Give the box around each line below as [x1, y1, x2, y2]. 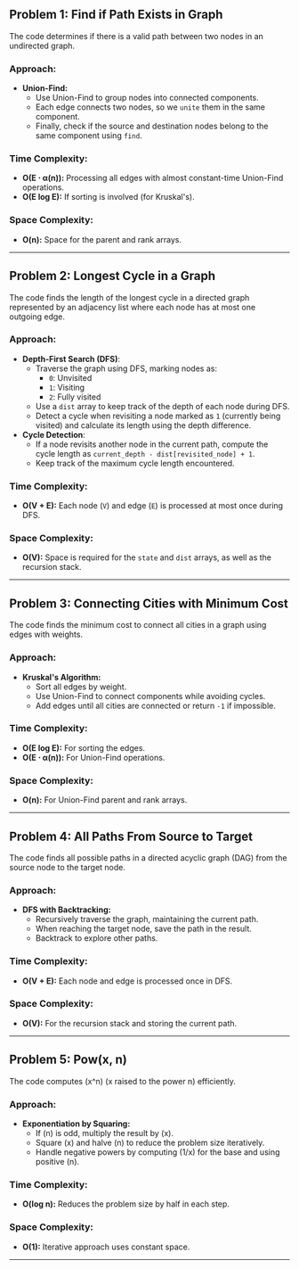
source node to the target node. [9, 861, 126, 872]
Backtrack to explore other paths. [35, 933, 158, 944]
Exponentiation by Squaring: [21, 1118, 131, 1129]
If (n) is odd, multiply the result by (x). [35, 1127, 174, 1138]
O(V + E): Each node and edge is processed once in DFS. [21, 976, 233, 986]
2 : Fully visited [48, 391, 101, 402]
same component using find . [35, 130, 142, 141]
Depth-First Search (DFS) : [21, 353, 120, 364]
